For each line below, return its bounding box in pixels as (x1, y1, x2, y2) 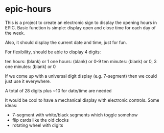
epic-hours (5, 3, 51, 15)
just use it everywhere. (5, 78, 51, 84)
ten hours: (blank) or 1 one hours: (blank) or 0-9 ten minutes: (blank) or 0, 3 (5, 58, 157, 64)
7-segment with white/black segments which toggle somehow (12, 111, 138, 118)
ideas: (5, 102, 18, 108)
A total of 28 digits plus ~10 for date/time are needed (5, 88, 112, 93)
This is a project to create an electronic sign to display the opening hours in (5, 20, 157, 25)
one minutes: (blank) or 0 (5, 64, 56, 69)
